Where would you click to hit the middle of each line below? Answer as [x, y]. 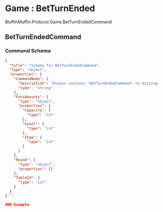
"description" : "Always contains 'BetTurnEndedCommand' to [79, 83]
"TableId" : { [27, 178]
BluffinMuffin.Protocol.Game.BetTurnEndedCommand [58, 22]
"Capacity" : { [37, 110]
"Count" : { [33, 124]
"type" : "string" [35, 88]
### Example [17, 204]
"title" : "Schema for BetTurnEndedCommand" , [55, 65]
